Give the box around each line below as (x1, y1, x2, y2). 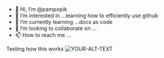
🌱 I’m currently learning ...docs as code (14, 19, 113, 25)
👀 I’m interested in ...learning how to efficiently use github (14, 12, 159, 19)
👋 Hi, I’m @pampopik (14, 6, 68, 13)
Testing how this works (6, 45, 64, 52)
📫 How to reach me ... (14, 32, 71, 38)
